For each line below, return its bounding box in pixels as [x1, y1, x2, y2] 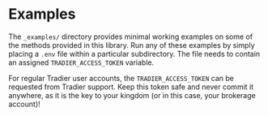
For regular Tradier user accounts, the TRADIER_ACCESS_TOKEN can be [8, 73, 235, 83]
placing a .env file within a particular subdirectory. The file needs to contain [8, 49, 261, 58]
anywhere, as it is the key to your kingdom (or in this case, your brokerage [8, 90, 257, 100]
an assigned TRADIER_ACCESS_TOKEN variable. [8, 58, 155, 67]
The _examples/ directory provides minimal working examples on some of [8, 32, 253, 41]
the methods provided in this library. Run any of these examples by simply [8, 40, 255, 49]
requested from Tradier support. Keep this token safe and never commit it [8, 82, 254, 92]
